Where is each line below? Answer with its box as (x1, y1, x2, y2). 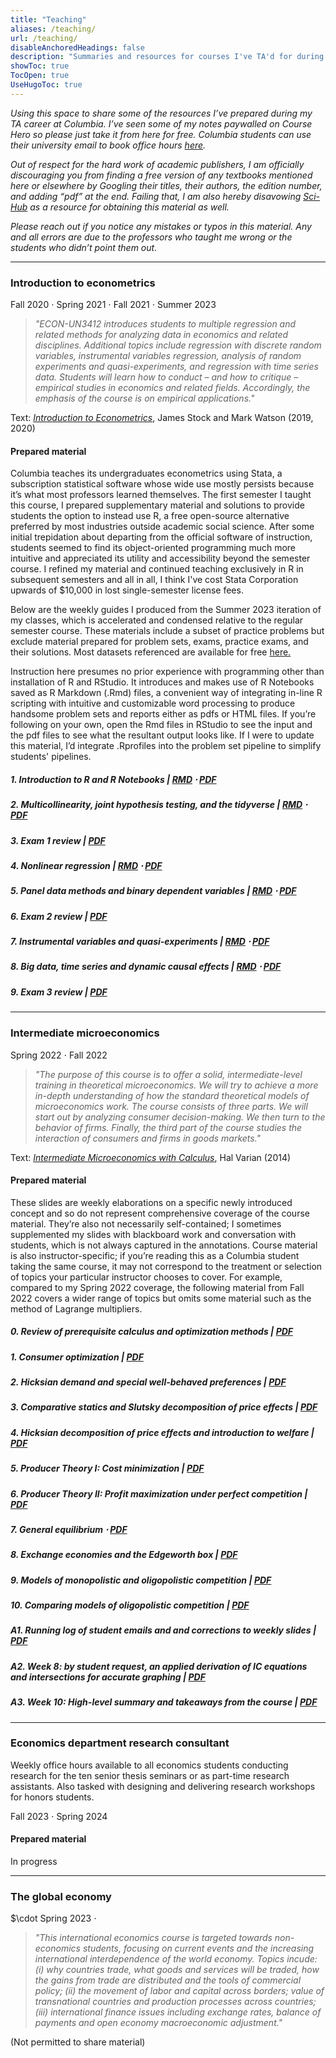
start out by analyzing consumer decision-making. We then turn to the (34, 1111, 326, 1123)
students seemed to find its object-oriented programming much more (10, 542, 297, 554)
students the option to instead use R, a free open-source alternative (10, 510, 290, 522)
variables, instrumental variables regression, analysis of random (34, 350, 302, 362)
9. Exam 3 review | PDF (10, 986, 108, 998)
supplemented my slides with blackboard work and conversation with (10, 1228, 297, 1240)
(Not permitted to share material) (10, 2036, 146, 2048)
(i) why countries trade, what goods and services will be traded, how (34, 1964, 320, 1976)
